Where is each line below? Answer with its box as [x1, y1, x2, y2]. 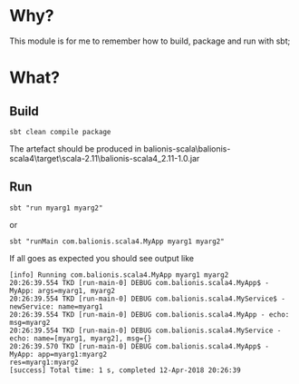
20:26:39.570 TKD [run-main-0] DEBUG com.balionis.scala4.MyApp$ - [9, 341, 270, 350]
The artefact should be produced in [9, 143, 142, 154]
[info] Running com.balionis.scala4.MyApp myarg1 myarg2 [9, 270, 229, 280]
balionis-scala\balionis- [143, 143, 231, 154]
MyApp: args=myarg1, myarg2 [9, 286, 116, 295]
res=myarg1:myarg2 [9, 358, 79, 367]
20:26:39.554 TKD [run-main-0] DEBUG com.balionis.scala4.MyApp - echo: [9, 310, 290, 319]
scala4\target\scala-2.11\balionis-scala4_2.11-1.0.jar [9, 153, 200, 163]
